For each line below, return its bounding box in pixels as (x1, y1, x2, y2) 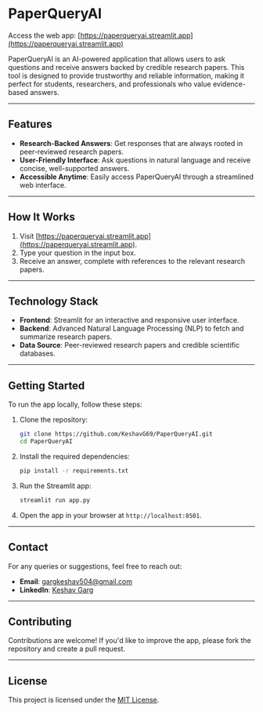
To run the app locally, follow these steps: (8, 400, 142, 409)
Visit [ (19, 231, 39, 240)
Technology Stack (8, 294, 99, 308)
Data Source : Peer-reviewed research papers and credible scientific (19, 341, 240, 350)
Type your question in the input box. (19, 248, 136, 257)
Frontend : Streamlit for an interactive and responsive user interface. (19, 316, 240, 325)
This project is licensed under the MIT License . (8, 696, 160, 705)
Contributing (8, 615, 72, 628)
